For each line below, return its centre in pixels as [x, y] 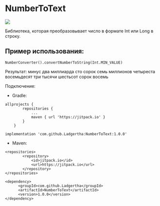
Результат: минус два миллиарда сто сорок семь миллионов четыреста [80, 71]
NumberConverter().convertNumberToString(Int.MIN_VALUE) [64, 63]
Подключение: [20, 86]
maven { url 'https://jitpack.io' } [68, 117]
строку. [13, 36]
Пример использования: [44, 51]
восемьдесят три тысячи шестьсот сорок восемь [57, 77]
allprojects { [19, 104]
